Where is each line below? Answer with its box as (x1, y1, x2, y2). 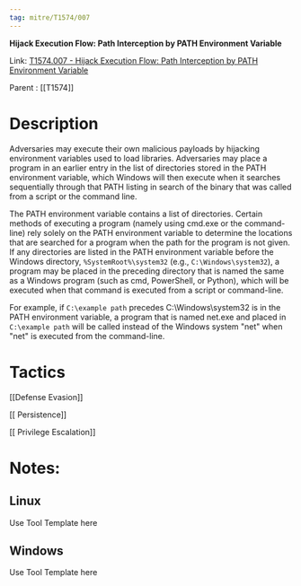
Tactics (9, 362, 66, 382)
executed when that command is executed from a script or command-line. (9, 284, 284, 295)
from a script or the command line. (9, 190, 137, 202)
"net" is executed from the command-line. (9, 330, 165, 341)
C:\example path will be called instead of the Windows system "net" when (9, 320, 283, 332)
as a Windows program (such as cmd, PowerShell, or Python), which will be (9, 275, 289, 285)
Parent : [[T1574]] (9, 82, 75, 92)
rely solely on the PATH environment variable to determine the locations (27, 227, 293, 238)
